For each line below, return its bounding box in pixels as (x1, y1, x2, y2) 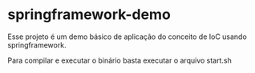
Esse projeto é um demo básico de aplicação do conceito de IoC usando (7, 32, 248, 41)
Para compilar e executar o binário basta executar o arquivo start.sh (7, 56, 232, 65)
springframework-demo (7, 6, 172, 24)
